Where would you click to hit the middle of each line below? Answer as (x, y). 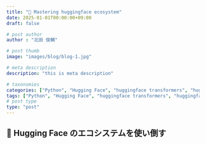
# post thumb (23, 51)
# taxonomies (23, 84)
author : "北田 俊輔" (32, 40)
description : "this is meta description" (60, 73)
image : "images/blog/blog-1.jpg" (49, 57)
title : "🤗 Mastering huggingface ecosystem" (64, 12)
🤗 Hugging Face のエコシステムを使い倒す (86, 133)
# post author (25, 34)
